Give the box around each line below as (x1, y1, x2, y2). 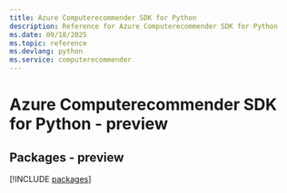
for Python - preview (9, 114, 168, 134)
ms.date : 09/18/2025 (9, 30, 88, 39)
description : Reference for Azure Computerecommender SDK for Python (9, 22, 279, 31)
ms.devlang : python (9, 47, 84, 56)
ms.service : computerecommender (9, 55, 132, 64)
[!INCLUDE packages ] (9, 174, 92, 184)
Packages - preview (9, 150, 124, 165)
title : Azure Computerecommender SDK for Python (9, 13, 197, 23)
